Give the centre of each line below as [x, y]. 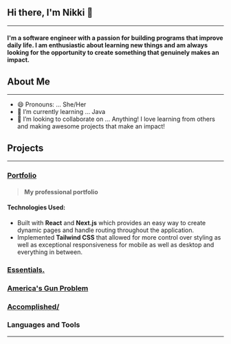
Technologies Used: [36, 207]
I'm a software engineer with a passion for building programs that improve [115, 38]
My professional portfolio [61, 192]
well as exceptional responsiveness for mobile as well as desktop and [115, 244]
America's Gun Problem [48, 288]
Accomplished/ [33, 306]
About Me [29, 81]
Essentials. [26, 270]
